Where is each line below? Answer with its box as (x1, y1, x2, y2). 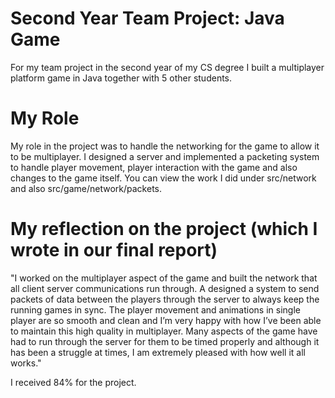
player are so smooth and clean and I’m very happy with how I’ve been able (10, 314, 322, 326)
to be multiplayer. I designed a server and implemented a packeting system (10, 150, 320, 162)
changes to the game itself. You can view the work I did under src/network (10, 172, 317, 184)
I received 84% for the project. (10, 376, 137, 388)
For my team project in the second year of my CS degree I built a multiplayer (10, 61, 325, 73)
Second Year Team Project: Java (10, 7, 285, 30)
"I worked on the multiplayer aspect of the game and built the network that (10, 272, 318, 284)
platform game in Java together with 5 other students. (10, 72, 233, 84)
